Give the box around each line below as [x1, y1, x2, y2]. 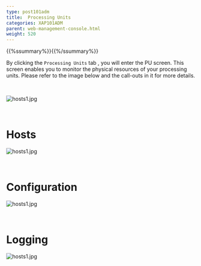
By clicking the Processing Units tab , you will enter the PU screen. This [6, 59, 184, 67]
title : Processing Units [6, 14, 71, 20]
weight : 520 [6, 31, 36, 37]
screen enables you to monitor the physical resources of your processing [6, 65, 187, 73]
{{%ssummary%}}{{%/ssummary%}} [6, 47, 99, 55]
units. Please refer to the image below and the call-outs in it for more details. [6, 72, 196, 79]
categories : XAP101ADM [6, 20, 63, 26]
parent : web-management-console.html [6, 25, 101, 32]
